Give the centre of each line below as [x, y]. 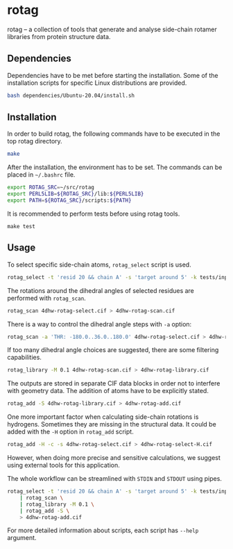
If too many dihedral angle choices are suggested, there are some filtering [113, 350]
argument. [22, 538]
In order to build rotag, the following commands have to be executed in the [114, 134]
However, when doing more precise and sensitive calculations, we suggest [114, 457]
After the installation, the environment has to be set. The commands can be [115, 167]
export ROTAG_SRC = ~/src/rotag [51, 188]
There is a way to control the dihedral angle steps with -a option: [100, 324]
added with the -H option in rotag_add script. [70, 432]
